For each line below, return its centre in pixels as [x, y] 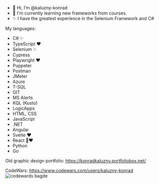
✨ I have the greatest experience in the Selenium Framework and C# [83, 18]
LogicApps [24, 108]
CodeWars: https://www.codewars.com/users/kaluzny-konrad [69, 170]
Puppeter [22, 66]
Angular [21, 130]
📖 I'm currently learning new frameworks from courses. [69, 13]
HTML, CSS [24, 114]
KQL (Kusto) [25, 103]
